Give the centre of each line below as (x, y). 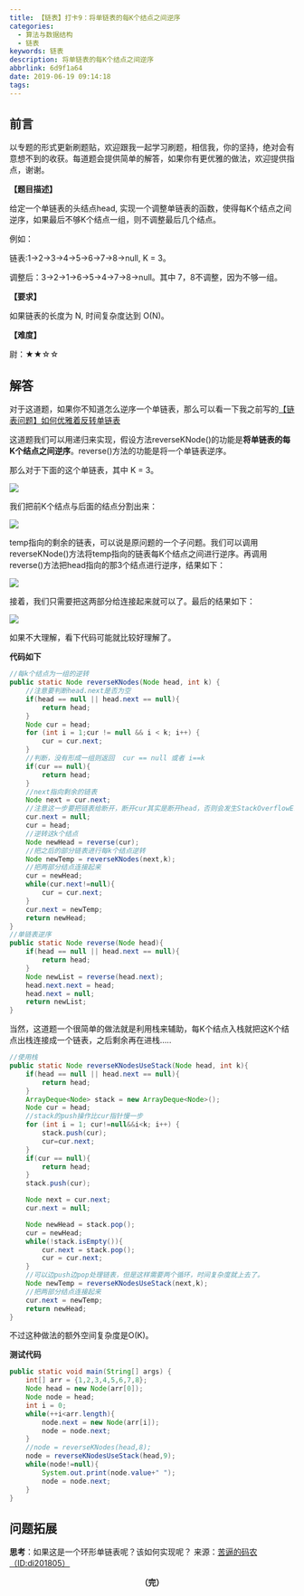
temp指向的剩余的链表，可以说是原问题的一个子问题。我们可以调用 (134, 543)
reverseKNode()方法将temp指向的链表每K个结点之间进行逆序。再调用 (138, 554)
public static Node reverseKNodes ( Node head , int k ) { (115, 683)
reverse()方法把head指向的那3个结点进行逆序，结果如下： (118, 565)
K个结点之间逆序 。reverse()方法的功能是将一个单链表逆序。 (120, 451)
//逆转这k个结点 (52, 833)
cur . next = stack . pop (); (89, 1249)
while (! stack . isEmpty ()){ (75, 1241)
